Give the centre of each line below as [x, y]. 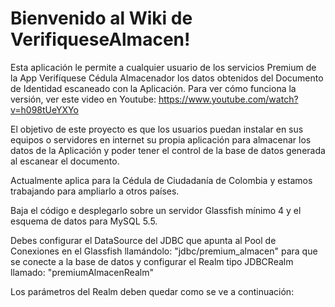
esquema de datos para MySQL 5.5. [84, 221]
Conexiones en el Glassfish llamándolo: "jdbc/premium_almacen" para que [164, 251]
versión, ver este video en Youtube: [83, 99]
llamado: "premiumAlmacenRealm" [82, 272]
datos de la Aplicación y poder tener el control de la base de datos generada [168, 150]
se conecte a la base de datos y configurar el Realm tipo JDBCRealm [152, 261]
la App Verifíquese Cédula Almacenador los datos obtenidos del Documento [167, 78]
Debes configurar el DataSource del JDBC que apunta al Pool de [143, 240]
